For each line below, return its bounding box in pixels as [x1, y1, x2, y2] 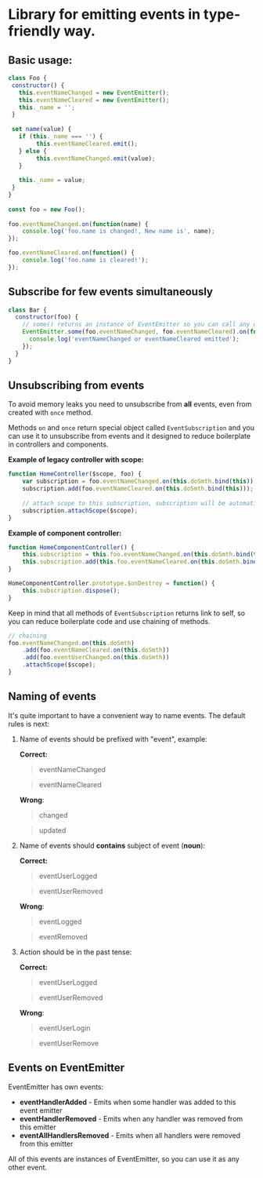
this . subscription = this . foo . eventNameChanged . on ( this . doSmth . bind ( [22, 551, 254, 559]
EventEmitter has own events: [8, 1081, 104, 1092]
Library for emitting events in [8, 5, 201, 24]
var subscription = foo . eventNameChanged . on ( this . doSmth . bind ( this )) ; [22, 477, 258, 486]
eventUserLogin [38, 1023, 92, 1033]
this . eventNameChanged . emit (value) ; [36, 155, 156, 162]
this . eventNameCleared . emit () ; [36, 140, 139, 148]
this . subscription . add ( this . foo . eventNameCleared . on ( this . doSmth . [22, 558, 243, 566]
